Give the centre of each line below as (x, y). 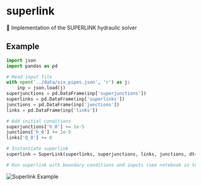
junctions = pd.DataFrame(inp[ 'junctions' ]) (63, 104)
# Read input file (29, 77)
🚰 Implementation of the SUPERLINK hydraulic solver (72, 28)
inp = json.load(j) (41, 88)
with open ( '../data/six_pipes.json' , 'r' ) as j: (68, 82)
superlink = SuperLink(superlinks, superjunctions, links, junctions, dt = (102, 154)
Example (23, 46)
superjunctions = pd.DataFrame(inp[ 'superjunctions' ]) (76, 94)
